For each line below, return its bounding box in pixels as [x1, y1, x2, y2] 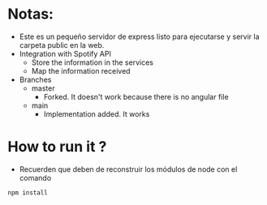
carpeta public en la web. [19, 40, 105, 49]
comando [19, 173, 52, 182]
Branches [19, 75, 52, 84]
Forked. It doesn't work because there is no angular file [43, 92, 229, 101]
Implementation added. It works [43, 109, 150, 118]
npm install [7, 188, 48, 197]
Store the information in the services [31, 58, 153, 67]
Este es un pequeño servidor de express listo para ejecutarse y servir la [19, 32, 261, 41]
